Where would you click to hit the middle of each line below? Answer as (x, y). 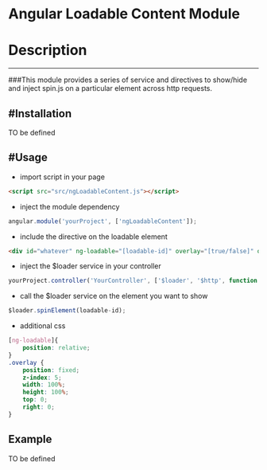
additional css (43, 326)
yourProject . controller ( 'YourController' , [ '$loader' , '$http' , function (133, 281)
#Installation (40, 114)
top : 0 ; (35, 400)
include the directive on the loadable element (94, 237)
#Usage (28, 157)
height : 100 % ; (46, 392)
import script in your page (62, 177)
